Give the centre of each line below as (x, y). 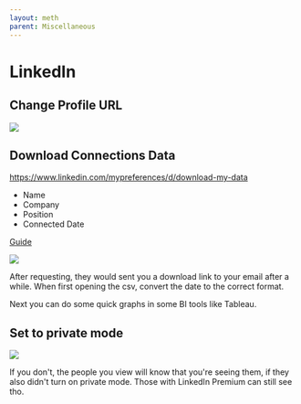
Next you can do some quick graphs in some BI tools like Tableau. (133, 304)
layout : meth (34, 18)
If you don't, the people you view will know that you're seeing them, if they (150, 372)
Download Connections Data (93, 155)
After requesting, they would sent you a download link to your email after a (150, 277)
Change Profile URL (66, 106)
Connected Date (53, 224)
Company (41, 205)
